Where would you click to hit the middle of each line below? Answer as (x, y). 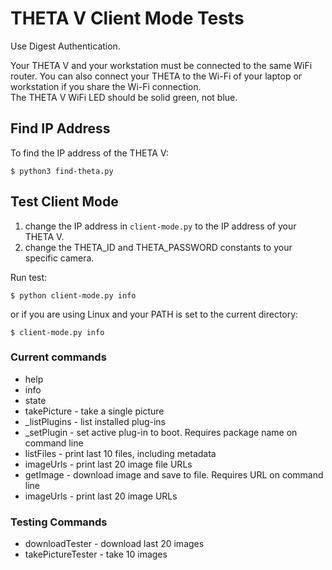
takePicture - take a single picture (94, 411)
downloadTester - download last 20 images (114, 544)
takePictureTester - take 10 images (96, 554)
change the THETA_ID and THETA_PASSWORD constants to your (158, 247)
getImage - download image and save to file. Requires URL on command (174, 474)
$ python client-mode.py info (73, 295)
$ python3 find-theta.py (62, 171)
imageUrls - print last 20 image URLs (101, 496)
